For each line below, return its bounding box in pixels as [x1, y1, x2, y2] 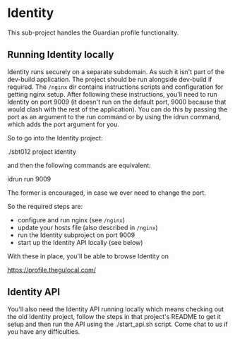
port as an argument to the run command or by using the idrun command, [7, 112, 222, 121]
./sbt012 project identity [7, 147, 76, 156]
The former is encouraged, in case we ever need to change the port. [7, 188, 207, 197]
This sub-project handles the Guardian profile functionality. [7, 28, 179, 37]
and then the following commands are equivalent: [7, 161, 152, 169]
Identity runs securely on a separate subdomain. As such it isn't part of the [7, 67, 224, 76]
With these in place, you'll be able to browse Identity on [7, 252, 169, 260]
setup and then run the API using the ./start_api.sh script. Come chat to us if [7, 320, 228, 328]
